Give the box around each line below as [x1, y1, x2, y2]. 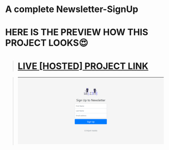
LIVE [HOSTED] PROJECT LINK [17, 60, 148, 71]
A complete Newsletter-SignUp [5, 4, 138, 15]
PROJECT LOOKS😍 [5, 37, 89, 49]
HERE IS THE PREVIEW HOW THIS [5, 27, 148, 38]
